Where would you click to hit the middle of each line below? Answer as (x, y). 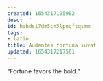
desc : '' (20, 20)
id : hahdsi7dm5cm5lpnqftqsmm (49, 26)
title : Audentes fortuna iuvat (52, 45)
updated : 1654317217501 (41, 52)
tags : (15, 33)
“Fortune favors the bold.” (44, 71)
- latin (18, 39)
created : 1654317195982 (41, 13)
